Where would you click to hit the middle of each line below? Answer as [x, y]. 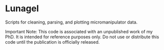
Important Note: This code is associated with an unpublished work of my [79, 31]
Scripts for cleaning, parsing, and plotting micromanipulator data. [71, 22]
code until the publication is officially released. [52, 42]
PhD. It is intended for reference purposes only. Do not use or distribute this [82, 37]
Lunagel [22, 9]
